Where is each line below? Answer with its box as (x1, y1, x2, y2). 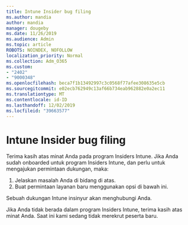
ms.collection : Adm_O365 (6, 58, 67, 64)
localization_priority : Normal (6, 53, 83, 59)
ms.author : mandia (6, 14, 51, 20)
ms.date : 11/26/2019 (6, 31, 57, 37)
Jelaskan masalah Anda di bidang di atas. (14, 177, 116, 184)
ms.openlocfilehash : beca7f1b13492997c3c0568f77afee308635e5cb (6, 81, 166, 86)
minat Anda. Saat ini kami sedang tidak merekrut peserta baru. (6, 213, 158, 220)
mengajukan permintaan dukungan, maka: (6, 165, 109, 172)
